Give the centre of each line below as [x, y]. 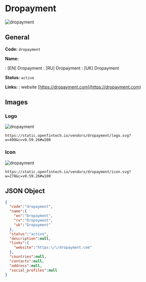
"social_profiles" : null [33, 270]
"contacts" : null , [27, 261]
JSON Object [25, 191]
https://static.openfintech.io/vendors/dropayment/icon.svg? [68, 172]
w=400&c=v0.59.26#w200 [28, 140]
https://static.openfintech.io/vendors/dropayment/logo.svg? [68, 136]
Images [16, 102]
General [17, 37]
